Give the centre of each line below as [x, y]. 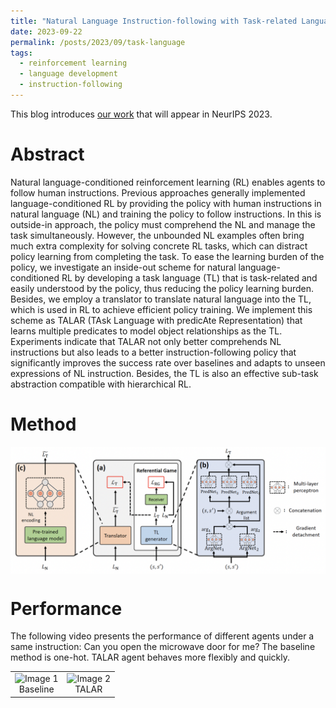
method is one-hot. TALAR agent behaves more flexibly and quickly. [150, 657]
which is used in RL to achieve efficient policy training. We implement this [161, 309]
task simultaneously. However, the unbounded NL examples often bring [157, 235]
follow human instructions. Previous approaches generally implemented [158, 192]
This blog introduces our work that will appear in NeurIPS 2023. [141, 114]
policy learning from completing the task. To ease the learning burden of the [167, 256]
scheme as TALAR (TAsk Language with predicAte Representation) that [156, 320]
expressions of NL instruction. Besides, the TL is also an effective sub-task [164, 373]
